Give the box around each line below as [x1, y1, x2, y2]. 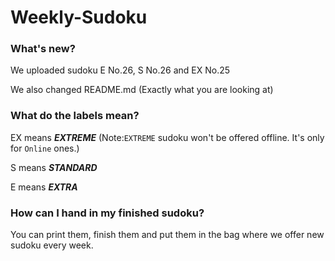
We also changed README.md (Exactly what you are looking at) [10, 84, 274, 96]
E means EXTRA [10, 181, 78, 193]
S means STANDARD [10, 161, 98, 173]
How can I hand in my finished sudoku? [10, 206, 205, 220]
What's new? [10, 42, 76, 56]
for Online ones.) [10, 142, 80, 154]
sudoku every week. [10, 239, 94, 251]
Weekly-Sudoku [10, 6, 148, 29]
